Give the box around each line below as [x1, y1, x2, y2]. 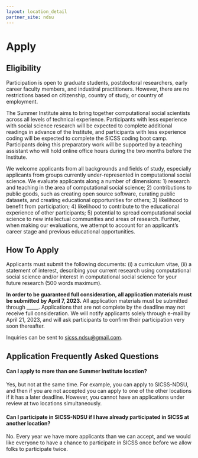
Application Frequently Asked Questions [6, 351, 159, 361]
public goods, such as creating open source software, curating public [6, 190, 176, 197]
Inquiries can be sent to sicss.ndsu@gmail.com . [6, 334, 123, 341]
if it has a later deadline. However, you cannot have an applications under [6, 393, 185, 401]
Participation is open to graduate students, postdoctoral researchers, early [6, 79, 188, 86]
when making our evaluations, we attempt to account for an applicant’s [6, 222, 178, 229]
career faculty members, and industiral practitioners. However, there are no [6, 85, 190, 92]
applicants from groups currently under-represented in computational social [6, 171, 191, 178]
